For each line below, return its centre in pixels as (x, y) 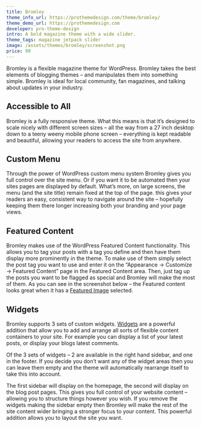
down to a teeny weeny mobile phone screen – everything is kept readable (99, 134)
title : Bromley (25, 12)
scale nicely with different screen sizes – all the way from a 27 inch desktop (100, 127)
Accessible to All (39, 106)
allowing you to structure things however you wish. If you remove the (92, 398)
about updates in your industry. (45, 87)
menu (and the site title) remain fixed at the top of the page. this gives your (99, 193)
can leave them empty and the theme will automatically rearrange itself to (97, 368)
